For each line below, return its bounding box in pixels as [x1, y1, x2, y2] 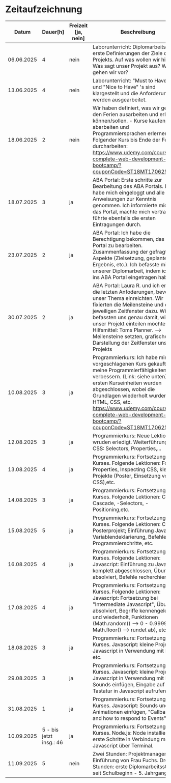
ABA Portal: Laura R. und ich [92, 282, 160, 289]
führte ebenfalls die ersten [92, 214, 156, 221]
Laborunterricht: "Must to [92, 77, 154, 84]
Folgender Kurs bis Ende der [92, 136, 161, 143]
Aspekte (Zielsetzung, [92, 255, 145, 262]
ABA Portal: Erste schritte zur [92, 176, 162, 183]
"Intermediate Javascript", [92, 601, 156, 608]
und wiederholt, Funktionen [92, 613, 158, 621]
